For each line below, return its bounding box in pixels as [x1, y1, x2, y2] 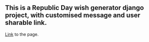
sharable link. [5, 19, 47, 27]
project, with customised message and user [5, 11, 141, 20]
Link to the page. [5, 31, 39, 37]
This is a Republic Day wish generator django [5, 4, 144, 12]
